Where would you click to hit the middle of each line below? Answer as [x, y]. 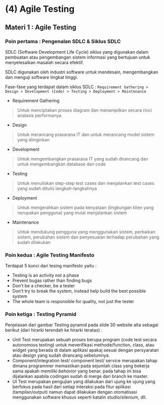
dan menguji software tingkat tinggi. [42, 77]
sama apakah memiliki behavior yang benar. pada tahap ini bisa [77, 371]
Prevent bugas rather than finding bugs [52, 281]
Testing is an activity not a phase [46, 275]
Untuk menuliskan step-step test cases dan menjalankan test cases [86, 183]
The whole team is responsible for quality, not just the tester [73, 302]
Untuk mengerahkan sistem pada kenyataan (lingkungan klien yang [85, 207]
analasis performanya [39, 115]
